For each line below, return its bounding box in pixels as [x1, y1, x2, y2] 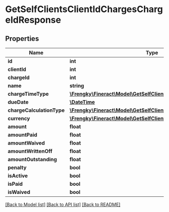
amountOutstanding [8, 156, 57, 163]
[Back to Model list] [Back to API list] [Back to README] [5, 201, 121, 207]
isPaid [8, 180, 23, 187]
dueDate [8, 99, 29, 105]
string [69, 82, 84, 89]
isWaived [8, 189, 30, 195]
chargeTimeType [8, 91, 49, 97]
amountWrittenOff [8, 148, 53, 155]
